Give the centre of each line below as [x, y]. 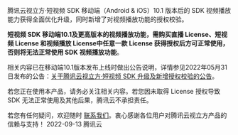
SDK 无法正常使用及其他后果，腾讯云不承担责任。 [80, 100]
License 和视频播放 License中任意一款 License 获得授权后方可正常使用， [122, 43]
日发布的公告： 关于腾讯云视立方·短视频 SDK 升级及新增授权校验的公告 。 [113, 76]
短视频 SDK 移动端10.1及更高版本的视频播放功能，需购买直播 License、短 [114, 34]
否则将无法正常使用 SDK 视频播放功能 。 [65, 52]
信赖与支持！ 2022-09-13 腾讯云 [55, 124]
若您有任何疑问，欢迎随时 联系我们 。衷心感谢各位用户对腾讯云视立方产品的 [117, 115]
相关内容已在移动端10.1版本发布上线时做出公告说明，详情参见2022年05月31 [117, 67]
